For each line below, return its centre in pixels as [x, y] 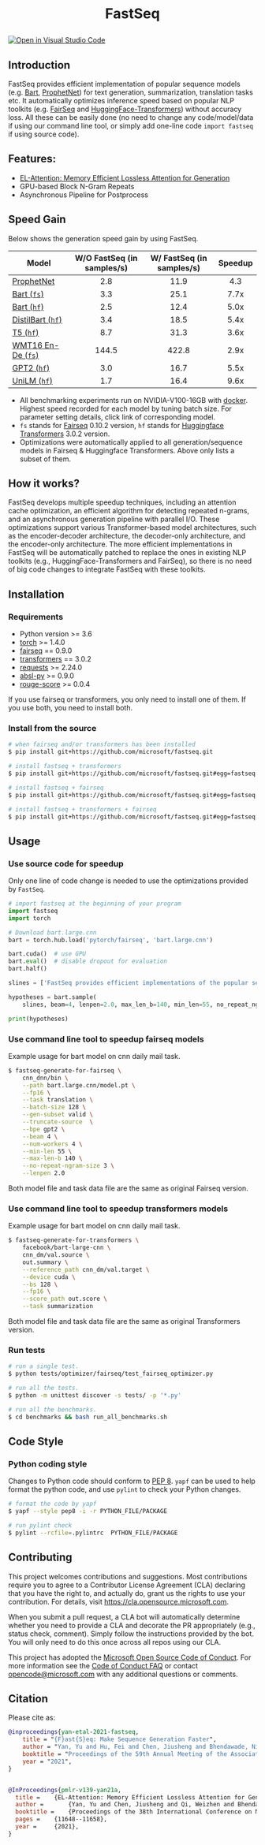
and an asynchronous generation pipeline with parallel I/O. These [114, 519]
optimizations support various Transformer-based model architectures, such [132, 527]
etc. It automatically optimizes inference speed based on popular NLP [121, 101]
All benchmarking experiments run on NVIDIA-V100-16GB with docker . [134, 400]
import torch [30, 918]
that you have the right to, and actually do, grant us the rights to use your [127, 1593]
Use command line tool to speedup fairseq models [106, 1039]
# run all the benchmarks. [52, 1409]
